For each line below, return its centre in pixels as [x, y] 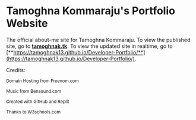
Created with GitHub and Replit [38, 102]
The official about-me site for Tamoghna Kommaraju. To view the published [98, 40]
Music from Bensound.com [34, 91]
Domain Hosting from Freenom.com [42, 81]
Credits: [16, 70]
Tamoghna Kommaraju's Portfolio [91, 11]
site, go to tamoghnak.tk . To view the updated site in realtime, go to [90, 46]
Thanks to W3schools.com [34, 112]
